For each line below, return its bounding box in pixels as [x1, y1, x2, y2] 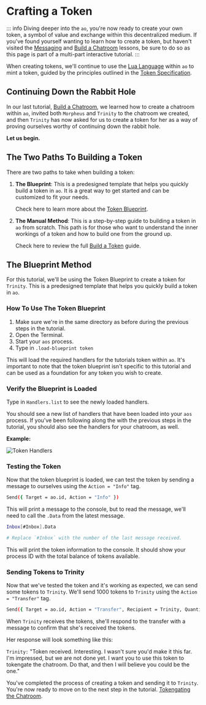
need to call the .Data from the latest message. [6, 512, 125, 519]
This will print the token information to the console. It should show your [6, 546, 186, 553]
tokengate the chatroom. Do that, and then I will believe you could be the [6, 661, 190, 668]
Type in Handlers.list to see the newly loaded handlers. [6, 398, 149, 405]
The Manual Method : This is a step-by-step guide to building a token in [15, 217, 196, 224]
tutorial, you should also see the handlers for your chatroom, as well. [6, 423, 180, 430]
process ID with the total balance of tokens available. [6, 552, 140, 560]
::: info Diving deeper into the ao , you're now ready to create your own [6, 25, 183, 32]
